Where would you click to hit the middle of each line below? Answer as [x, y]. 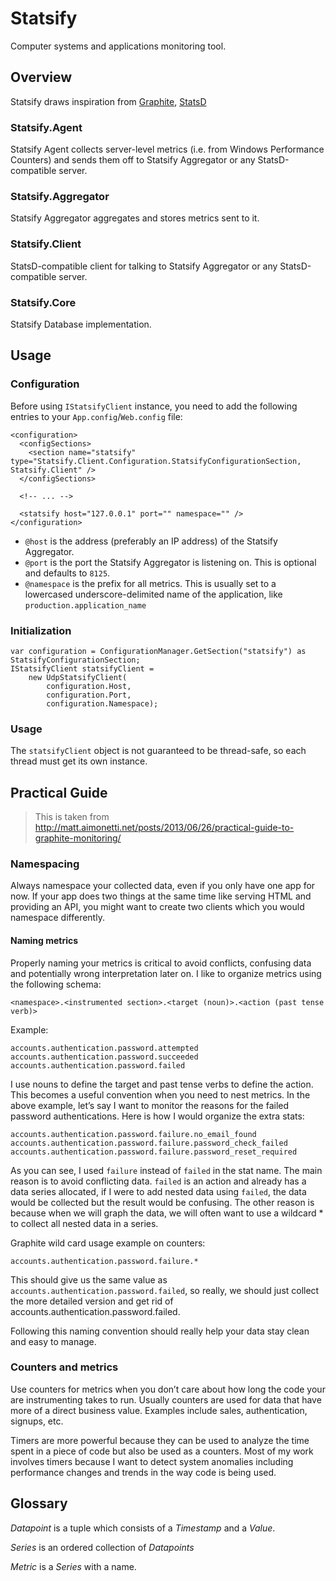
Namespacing [45, 864]
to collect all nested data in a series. [84, 1223]
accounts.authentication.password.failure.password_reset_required [154, 1152]
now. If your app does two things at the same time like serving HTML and [161, 896]
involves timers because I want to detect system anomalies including [152, 1461]
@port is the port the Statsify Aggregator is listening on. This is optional [170, 562]
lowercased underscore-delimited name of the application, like [153, 594]
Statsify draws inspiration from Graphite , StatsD [108, 101]
